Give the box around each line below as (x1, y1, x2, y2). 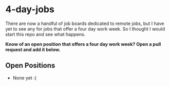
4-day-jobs (5, 4, 55, 15)
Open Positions (5, 61, 55, 70)
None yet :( (12, 75, 37, 81)
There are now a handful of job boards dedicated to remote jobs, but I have (5, 20, 164, 26)
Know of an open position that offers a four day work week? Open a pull (5, 41, 161, 47)
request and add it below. (5, 46, 61, 52)
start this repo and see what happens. (5, 31, 86, 37)
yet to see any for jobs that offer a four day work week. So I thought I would (5, 25, 165, 32)
